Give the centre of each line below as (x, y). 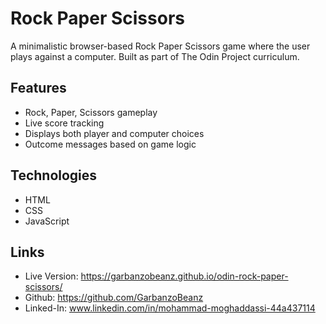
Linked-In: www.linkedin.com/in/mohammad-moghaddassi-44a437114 (170, 308)
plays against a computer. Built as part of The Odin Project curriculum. (155, 56)
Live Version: (51, 276)
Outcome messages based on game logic (110, 144)
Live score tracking (64, 123)
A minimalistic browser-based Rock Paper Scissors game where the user (160, 46)
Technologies (54, 175)
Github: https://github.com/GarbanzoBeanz (114, 298)
